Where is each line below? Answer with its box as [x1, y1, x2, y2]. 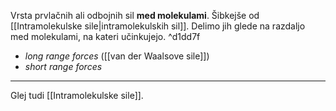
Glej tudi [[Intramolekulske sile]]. [10, 90, 144, 101]
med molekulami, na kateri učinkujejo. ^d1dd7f [10, 31, 201, 42]
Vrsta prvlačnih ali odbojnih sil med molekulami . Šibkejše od [10, 10, 260, 21]
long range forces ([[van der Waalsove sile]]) [24, 50, 210, 62]
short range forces [24, 61, 103, 72]
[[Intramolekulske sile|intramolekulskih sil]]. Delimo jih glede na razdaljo [10, 20, 306, 32]
